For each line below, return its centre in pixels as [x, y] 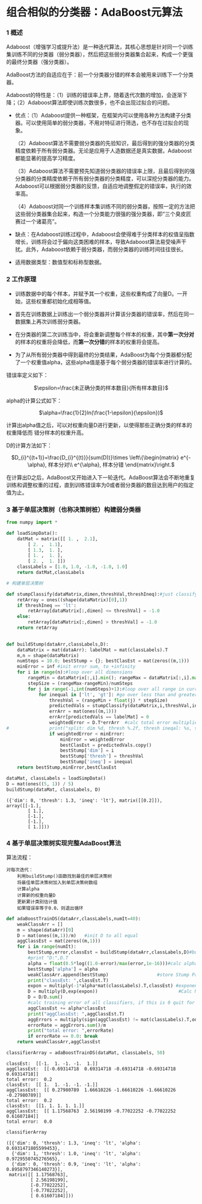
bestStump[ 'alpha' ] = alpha [63, 969]
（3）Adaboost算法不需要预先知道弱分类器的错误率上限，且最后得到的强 [105, 171]
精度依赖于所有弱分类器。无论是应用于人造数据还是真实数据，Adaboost [103, 151]
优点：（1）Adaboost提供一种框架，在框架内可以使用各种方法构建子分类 [103, 116]
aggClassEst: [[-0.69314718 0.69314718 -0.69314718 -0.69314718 [91, 1069]
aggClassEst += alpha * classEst [67, 1008]
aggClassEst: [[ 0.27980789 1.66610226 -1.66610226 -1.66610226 [91, 1090]
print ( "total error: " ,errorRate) [71, 1031]
